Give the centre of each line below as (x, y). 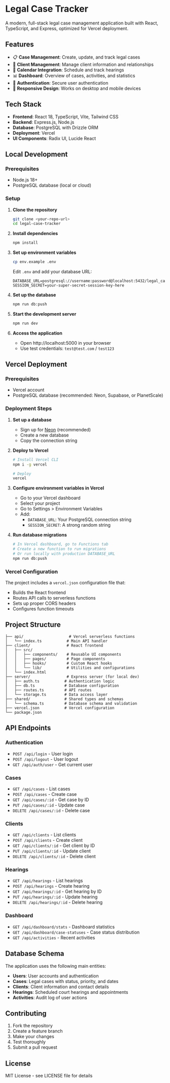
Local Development (37, 154)
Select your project (40, 503)
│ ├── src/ (19, 650)
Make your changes (33, 1037)
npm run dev (25, 323)
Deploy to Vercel (30, 450)
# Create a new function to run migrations (59, 549)
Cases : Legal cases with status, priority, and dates (65, 981)
